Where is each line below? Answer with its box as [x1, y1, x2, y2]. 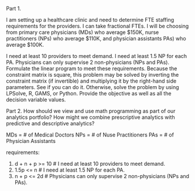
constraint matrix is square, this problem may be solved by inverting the [6, 71, 179, 78]
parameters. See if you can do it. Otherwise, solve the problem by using [6, 84, 180, 90]
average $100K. [6, 41, 45, 48]
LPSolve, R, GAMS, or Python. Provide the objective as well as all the [6, 90, 172, 97]
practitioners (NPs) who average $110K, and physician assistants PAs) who [6, 35, 186, 42]
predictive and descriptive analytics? [6, 120, 95, 127]
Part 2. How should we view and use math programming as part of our [6, 108, 176, 114]
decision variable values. [6, 96, 66, 103]
